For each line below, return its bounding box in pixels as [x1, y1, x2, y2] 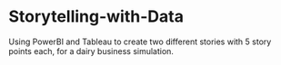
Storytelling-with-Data [8, 6, 184, 27]
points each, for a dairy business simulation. [8, 45, 175, 56]
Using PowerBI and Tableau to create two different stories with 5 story [8, 36, 272, 47]
